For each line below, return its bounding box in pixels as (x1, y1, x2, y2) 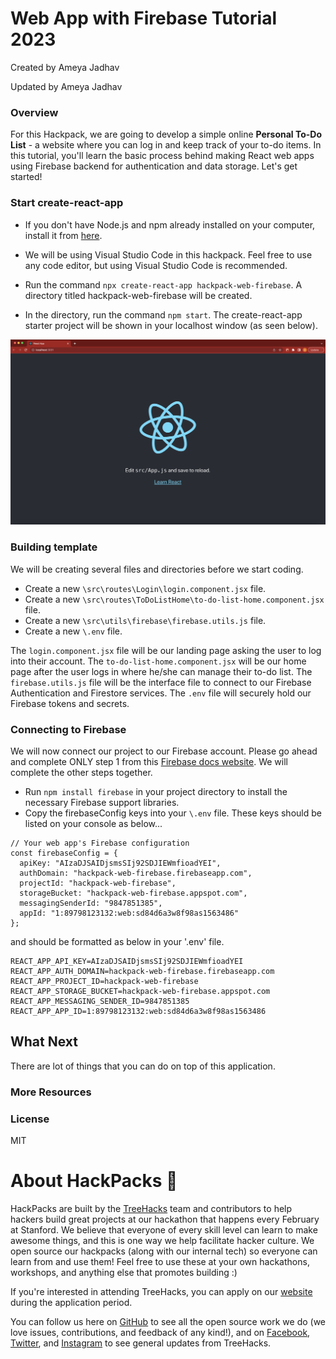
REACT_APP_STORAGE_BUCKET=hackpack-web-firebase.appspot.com (10, 986, 271, 996)
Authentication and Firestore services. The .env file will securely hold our (10, 687, 312, 699)
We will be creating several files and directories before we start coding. (10, 563, 304, 575)
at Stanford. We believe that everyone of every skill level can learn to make (10, 1223, 318, 1236)
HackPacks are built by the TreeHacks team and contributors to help (10, 1202, 293, 1214)
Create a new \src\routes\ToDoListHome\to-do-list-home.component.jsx (24, 593, 325, 605)
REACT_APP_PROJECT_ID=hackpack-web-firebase (10, 976, 199, 986)
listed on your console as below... (24, 817, 163, 829)
